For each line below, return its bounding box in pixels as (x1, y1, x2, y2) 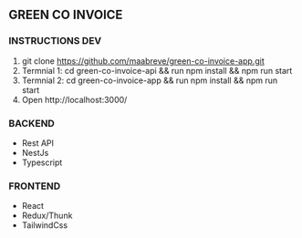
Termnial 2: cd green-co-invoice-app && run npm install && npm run (21, 75, 278, 86)
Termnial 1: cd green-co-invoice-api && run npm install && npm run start (21, 65, 293, 76)
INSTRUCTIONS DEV (8, 35, 102, 47)
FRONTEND (8, 180, 61, 192)
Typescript (21, 157, 63, 168)
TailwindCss (21, 220, 68, 231)
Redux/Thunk (21, 210, 73, 222)
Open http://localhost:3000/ (21, 94, 128, 105)
